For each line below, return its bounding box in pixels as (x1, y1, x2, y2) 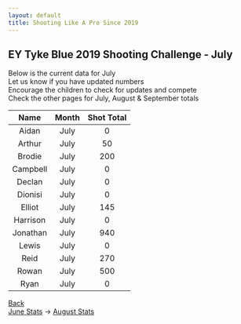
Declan (16, 177, 43, 187)
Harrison (13, 215, 46, 226)
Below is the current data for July (8, 68, 116, 78)
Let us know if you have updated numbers (8, 77, 144, 86)
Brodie (17, 151, 42, 162)
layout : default (8, 11, 61, 20)
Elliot (20, 202, 39, 213)
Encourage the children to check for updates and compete (8, 86, 198, 95)
